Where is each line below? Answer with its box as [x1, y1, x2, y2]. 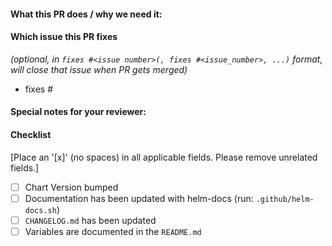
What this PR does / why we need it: [10, 8, 163, 20]
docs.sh [24, 205, 57, 215]
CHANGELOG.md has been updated [24, 214, 157, 226]
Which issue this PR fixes [10, 31, 118, 43]
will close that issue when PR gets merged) [10, 63, 188, 75]
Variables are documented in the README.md [24, 225, 202, 237]
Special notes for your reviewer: [10, 106, 147, 118]
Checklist [10, 128, 52, 140]
